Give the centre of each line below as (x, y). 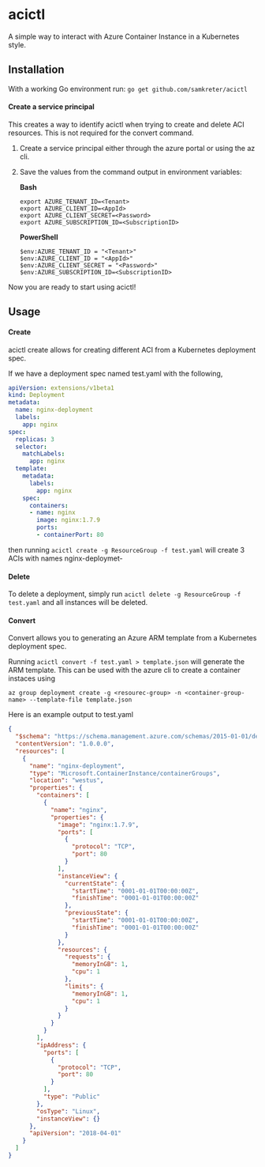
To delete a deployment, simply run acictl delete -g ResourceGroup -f (125, 594)
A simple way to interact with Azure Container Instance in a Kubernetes (124, 36)
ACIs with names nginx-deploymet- (66, 558)
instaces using (32, 678)
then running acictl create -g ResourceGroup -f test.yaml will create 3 (127, 550)
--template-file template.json (80, 700)
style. (17, 44)
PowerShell (39, 237)
